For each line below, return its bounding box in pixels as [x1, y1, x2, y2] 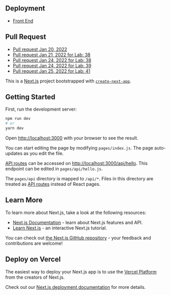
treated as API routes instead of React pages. [5, 181, 101, 187]
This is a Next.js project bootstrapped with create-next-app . [5, 78, 132, 84]
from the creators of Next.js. [5, 274, 65, 280]
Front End [12, 17, 34, 24]
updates [5, 151, 23, 157]
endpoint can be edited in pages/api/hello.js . [5, 166, 103, 172]
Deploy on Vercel [5, 255, 61, 264]
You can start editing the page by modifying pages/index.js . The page [5, 145, 154, 151]
